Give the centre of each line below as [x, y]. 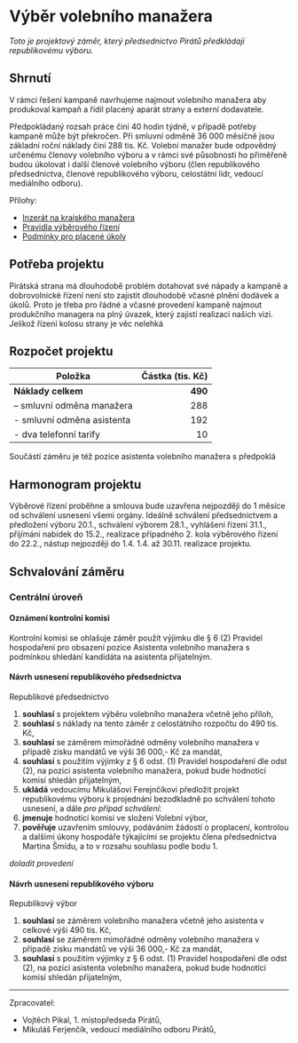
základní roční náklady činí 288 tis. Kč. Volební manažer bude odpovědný [143, 145]
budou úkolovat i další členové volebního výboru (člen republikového [134, 164]
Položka [74, 377]
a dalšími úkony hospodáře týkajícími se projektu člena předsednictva [149, 836]
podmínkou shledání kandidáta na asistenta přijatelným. [111, 657]
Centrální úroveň [46, 597]
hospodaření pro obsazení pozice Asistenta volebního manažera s [129, 647]
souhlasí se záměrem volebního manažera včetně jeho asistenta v [143, 920]
